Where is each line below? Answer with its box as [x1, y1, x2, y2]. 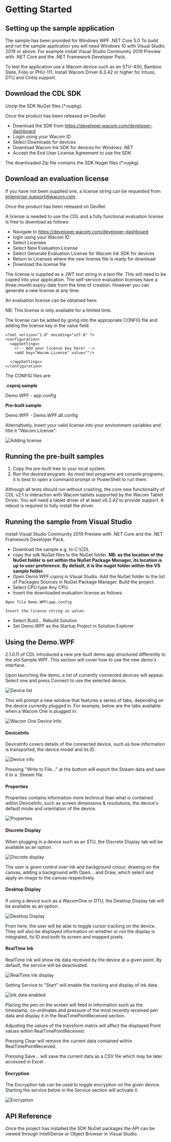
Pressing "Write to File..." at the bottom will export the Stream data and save [5, 766, 165, 772]
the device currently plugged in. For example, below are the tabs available [5, 703, 161, 709]
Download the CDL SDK [5, 89, 82, 98]
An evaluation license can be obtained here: [5, 297, 98, 303]
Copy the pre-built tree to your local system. [12, 466, 106, 472]
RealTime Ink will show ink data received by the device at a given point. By [5, 957, 162, 963]
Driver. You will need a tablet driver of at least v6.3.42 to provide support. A [5, 497, 164, 504]
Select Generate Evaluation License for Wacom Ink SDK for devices [12, 250, 155, 256]
